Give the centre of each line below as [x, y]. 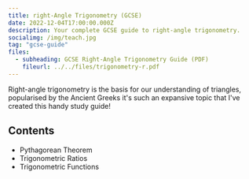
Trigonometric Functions [59, 166]
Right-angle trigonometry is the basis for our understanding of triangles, [125, 89]
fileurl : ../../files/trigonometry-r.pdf [91, 67]
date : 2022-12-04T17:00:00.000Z [61, 23]
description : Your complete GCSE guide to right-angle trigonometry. [124, 30]
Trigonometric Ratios [53, 158]
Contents [31, 131]
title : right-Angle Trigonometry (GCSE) [75, 15]
